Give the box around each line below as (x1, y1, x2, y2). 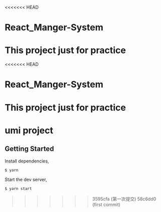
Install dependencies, (5, 158, 49, 164)
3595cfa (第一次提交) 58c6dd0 (92, 196, 156, 202)
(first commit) (92, 201, 121, 207)
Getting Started (5, 145, 54, 153)
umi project (5, 125, 53, 136)
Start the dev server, (5, 176, 47, 182)
